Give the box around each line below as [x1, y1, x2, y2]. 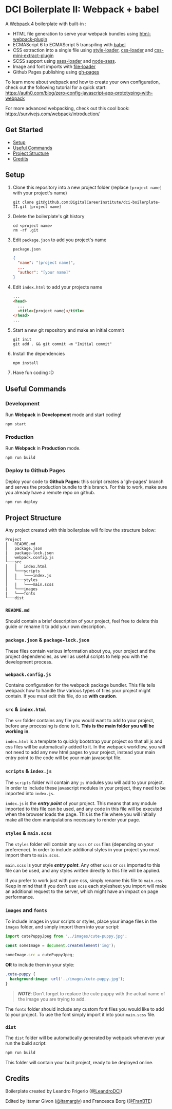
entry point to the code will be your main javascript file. [5, 755, 122, 761]
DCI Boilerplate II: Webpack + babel [5, 4, 159, 15]
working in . [5, 728, 30, 735]
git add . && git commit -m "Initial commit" [12, 342, 112, 347]
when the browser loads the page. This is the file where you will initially [5, 811, 157, 817]
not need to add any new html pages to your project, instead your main [5, 749, 156, 756]
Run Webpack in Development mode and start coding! [5, 412, 122, 418]
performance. [5, 894, 34, 900]
